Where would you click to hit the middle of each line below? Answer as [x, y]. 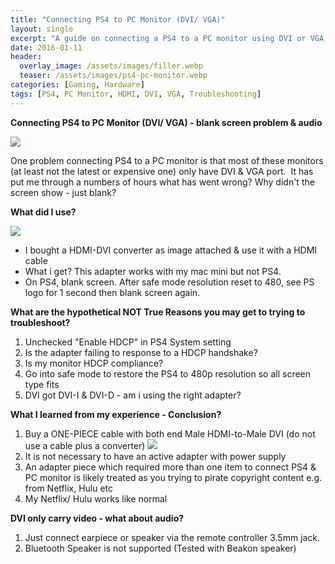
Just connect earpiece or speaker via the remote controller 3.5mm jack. [172, 537]
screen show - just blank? [63, 192]
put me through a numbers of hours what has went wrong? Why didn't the [162, 182]
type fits [42, 384]
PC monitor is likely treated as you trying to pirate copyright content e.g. [173, 477]
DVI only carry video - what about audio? [97, 518]
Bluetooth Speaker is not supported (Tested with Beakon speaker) [160, 548]
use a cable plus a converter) [85, 445]
